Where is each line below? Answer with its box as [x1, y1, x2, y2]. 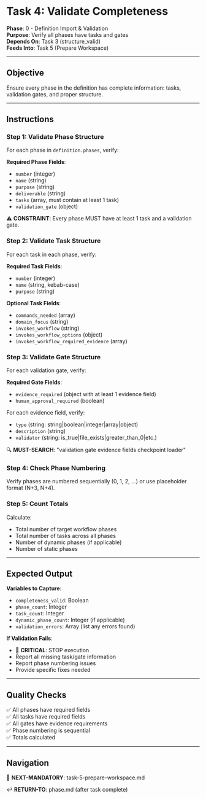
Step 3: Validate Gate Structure [6, 353, 101, 361]
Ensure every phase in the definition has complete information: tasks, [6, 84, 181, 92]
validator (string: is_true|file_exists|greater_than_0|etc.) [15, 434, 158, 442]
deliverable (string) [15, 190, 66, 197]
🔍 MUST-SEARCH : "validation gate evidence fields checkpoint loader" [6, 446, 186, 454]
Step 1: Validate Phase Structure [6, 133, 104, 141]
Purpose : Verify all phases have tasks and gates [6, 31, 129, 38]
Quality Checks [6, 690, 67, 700]
